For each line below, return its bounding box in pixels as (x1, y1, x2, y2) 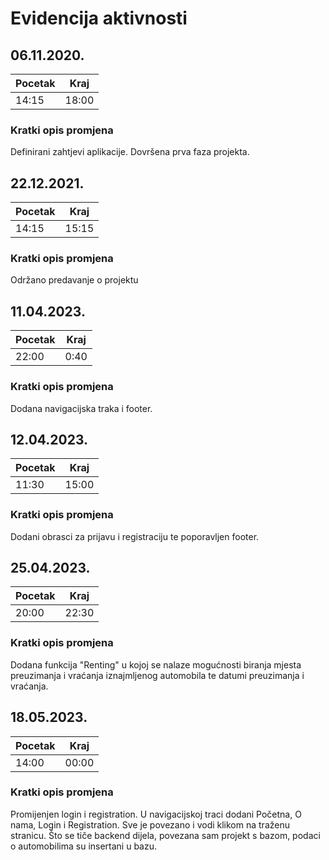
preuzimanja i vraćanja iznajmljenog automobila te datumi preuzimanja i (10, 669, 305, 681)
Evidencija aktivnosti (10, 7, 188, 30)
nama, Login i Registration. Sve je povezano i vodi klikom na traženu (10, 818, 290, 831)
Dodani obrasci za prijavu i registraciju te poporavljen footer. (10, 530, 260, 542)
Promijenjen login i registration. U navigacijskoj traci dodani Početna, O (10, 808, 302, 820)
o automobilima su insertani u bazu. (10, 840, 158, 852)
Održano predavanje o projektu (10, 274, 139, 286)
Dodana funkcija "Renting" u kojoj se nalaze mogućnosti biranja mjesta (10, 658, 302, 671)
